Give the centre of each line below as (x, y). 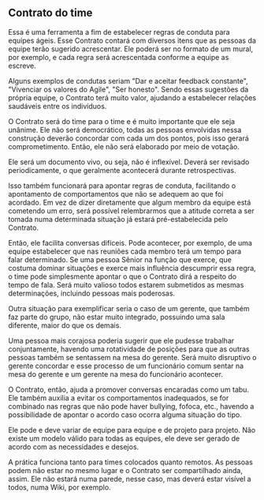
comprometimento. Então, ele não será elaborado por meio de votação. (124, 146)
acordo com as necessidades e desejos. (74, 446)
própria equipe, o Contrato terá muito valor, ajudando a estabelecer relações (132, 97)
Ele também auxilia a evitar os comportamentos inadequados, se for (119, 397)
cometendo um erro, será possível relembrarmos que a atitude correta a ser (131, 211)
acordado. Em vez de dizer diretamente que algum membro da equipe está (130, 202)
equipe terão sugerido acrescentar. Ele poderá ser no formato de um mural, (131, 49)
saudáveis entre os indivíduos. (58, 106)
